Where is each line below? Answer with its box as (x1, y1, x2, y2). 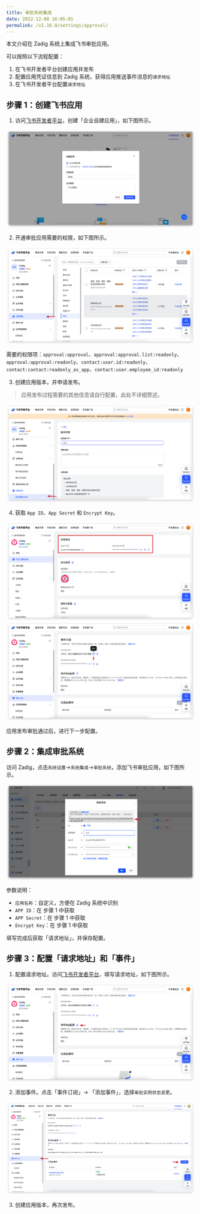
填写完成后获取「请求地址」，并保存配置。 (6, 934, 109, 941)
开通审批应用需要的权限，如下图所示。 (14, 234, 110, 241)
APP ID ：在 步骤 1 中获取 (14, 906, 75, 913)
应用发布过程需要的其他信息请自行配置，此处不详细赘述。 (20, 391, 163, 398)
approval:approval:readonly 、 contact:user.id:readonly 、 (6, 358, 151, 365)
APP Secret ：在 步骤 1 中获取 (14, 914, 86, 921)
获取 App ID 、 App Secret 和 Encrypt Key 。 (14, 509, 119, 516)
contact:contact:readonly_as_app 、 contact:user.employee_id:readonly (6, 365, 184, 373)
